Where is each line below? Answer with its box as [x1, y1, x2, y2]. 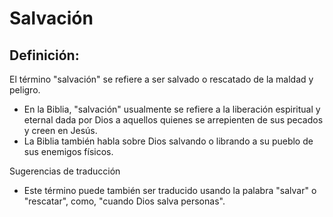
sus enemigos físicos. [23, 146, 114, 157]
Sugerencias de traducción [9, 165, 121, 177]
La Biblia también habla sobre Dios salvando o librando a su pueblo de [23, 135, 314, 147]
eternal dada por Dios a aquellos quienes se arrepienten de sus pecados [23, 114, 324, 126]
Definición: [9, 47, 80, 64]
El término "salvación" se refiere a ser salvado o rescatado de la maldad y [9, 73, 314, 85]
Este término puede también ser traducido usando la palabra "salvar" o [23, 185, 317, 196]
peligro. [9, 84, 41, 96]
